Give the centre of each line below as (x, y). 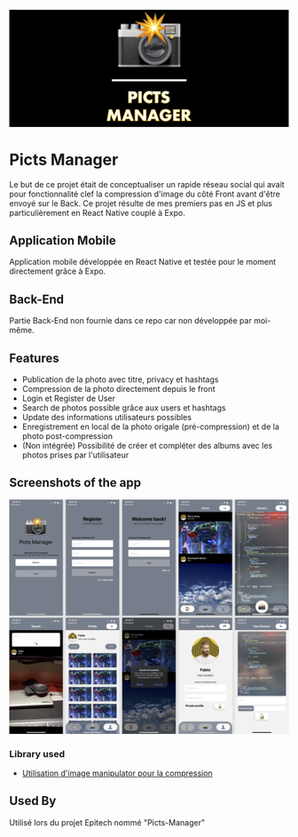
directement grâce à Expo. (58, 271)
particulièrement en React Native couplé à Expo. (98, 212)
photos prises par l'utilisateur (75, 455)
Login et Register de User (69, 399)
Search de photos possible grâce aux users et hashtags (124, 408)
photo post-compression (67, 436)
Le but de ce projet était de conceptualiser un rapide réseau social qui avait (147, 184)
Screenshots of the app (75, 483)
